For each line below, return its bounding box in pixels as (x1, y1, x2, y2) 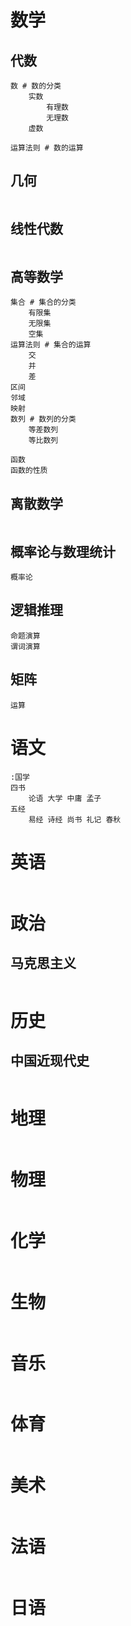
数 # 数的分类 (10, 81, 62, 91)
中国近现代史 (10, 1052, 90, 1070)
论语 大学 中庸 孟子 (28, 793, 102, 803)
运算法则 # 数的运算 (10, 143, 84, 153)
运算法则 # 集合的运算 (10, 340, 92, 350)
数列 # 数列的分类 (10, 414, 77, 425)
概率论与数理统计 (10, 543, 116, 560)
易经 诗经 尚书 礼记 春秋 (28, 814, 122, 825)
